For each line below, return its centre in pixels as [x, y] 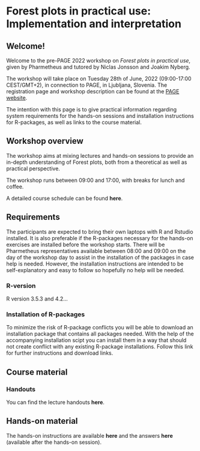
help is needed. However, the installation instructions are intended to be [95, 264]
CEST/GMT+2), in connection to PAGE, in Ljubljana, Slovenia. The [87, 85]
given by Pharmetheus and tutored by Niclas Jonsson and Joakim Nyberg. [98, 67]
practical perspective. [33, 168]
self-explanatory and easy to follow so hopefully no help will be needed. [95, 270]
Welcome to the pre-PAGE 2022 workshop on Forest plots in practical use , [98, 61]
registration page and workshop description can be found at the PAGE [93, 91]
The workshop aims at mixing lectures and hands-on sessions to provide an [100, 155]
